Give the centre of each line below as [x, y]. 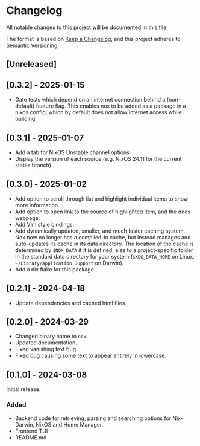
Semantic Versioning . [33, 45]
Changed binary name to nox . [51, 337]
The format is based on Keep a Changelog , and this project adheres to [93, 39]
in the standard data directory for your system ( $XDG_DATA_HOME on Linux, [105, 256]
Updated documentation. [46, 343]
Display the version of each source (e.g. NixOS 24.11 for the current [98, 158]
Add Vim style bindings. [44, 224]
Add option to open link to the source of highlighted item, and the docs [103, 212]
